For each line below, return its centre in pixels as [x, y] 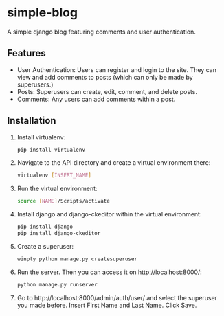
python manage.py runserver [57, 284]
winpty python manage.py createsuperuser [77, 259]
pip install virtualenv [51, 150]
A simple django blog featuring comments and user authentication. [101, 32]
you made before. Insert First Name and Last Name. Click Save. [107, 305]
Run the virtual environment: [57, 189]
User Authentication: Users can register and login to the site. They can [116, 69]
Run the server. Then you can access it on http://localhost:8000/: [109, 272]
